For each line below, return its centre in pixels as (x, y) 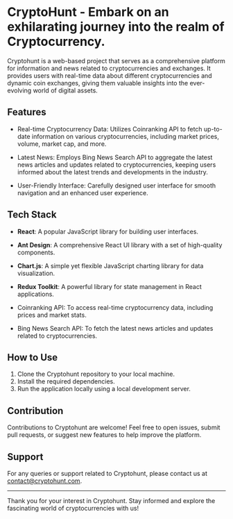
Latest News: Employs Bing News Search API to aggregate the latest (115, 157)
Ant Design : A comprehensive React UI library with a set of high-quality (120, 245)
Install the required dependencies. (66, 381)
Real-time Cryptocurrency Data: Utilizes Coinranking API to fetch (110, 129)
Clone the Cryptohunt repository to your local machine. (96, 374)
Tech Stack (32, 215)
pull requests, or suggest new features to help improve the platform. (104, 435)
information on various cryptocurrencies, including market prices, (126, 136)
